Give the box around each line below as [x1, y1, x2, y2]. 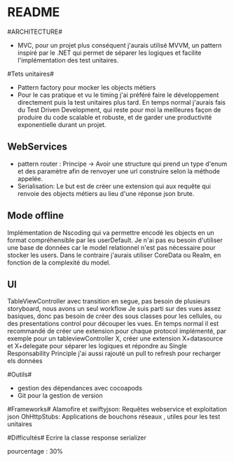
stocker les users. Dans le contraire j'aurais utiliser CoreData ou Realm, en [7, 251, 221, 259]
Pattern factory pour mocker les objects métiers [17, 83, 156, 91]
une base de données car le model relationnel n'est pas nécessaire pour [7, 243, 216, 251]
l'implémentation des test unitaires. [17, 55, 119, 64]
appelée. [17, 174, 43, 183]
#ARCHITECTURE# [7, 27, 63, 36]
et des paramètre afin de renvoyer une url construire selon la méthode [17, 166, 221, 176]
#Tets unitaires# [7, 70, 55, 78]
